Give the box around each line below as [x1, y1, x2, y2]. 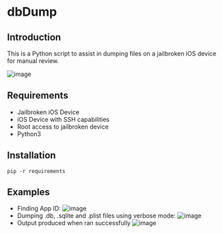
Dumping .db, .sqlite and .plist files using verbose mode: [16, 211, 176, 220]
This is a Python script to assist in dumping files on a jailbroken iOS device [7, 49, 217, 57]
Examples [7, 186, 50, 198]
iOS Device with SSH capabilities [16, 115, 109, 123]
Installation [7, 150, 56, 161]
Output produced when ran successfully [16, 219, 131, 227]
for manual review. [7, 57, 60, 65]
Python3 [16, 129, 41, 138]
